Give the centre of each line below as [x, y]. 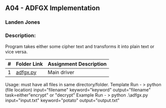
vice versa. [16, 52]
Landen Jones [23, 22]
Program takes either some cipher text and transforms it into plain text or [80, 46]
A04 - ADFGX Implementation [53, 8]
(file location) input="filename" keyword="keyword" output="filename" [78, 90]
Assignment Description [77, 64]
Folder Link [29, 64]
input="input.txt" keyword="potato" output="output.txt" [62, 100]
